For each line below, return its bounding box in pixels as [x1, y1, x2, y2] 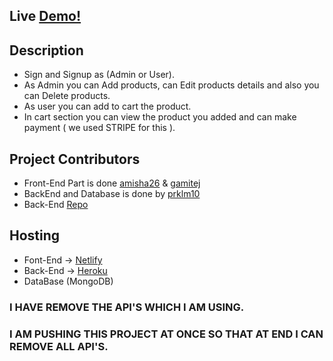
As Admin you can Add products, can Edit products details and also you [23, 79, 320, 91]
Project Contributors [9, 150, 141, 168]
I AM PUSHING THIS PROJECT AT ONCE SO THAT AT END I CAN [9, 327, 324, 341]
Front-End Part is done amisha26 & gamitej [23, 177, 201, 189]
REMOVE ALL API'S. [9, 339, 109, 353]
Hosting [9, 227, 61, 244]
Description [9, 42, 84, 59]
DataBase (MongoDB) [23, 275, 114, 287]
